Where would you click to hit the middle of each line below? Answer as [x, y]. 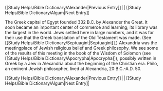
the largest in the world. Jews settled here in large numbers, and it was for [80, 32]
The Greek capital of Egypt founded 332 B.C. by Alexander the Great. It [76, 22]
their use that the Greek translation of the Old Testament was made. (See [78, 37]
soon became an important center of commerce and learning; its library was [81, 27]
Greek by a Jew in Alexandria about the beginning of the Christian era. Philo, [81, 64]
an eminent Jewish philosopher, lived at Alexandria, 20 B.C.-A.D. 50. [73, 69]
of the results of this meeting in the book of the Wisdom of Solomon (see [78, 53]
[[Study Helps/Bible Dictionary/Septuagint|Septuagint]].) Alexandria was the [81, 43]
